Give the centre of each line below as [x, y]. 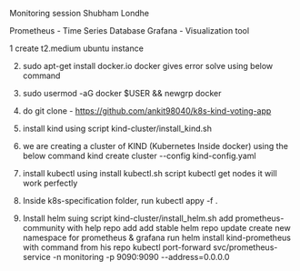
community [44, 228]
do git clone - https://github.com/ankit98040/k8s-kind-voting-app [147, 111]
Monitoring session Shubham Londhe [80, 13]
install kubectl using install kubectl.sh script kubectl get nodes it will [150, 173]
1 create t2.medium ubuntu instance [76, 48]
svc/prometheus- [245, 247]
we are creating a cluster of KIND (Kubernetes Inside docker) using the [155, 146]
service [37, 257]
